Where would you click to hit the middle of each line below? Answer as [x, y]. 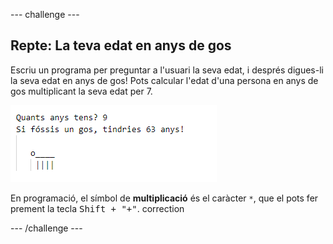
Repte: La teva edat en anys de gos [121, 45]
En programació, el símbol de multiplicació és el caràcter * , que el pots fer [164, 198]
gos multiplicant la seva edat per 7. [81, 91]
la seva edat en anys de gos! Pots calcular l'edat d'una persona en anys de [164, 80]
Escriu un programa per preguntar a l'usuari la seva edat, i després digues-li [167, 70]
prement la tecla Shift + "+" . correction [97, 208]
